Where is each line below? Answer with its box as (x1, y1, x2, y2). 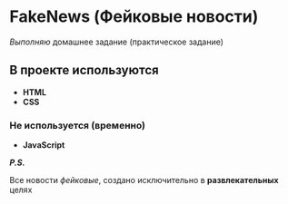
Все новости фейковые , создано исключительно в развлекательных (9, 175, 279, 186)
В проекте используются (9, 63, 159, 78)
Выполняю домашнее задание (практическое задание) (9, 36, 224, 47)
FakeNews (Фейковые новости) (9, 6, 259, 27)
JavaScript (22, 140, 65, 151)
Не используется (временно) (9, 119, 145, 131)
